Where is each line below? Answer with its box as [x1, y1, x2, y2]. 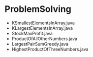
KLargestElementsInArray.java [11, 25, 73, 31]
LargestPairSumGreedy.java [11, 41, 68, 47]
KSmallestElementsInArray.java [11, 20, 75, 26]
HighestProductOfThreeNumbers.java [11, 46, 89, 52]
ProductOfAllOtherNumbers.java [11, 36, 77, 42]
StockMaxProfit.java [11, 30, 53, 36]
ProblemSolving [4, 3, 72, 15]
